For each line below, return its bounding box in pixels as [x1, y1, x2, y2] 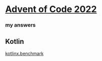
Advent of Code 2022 [5, 4, 97, 15]
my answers [5, 22, 36, 29]
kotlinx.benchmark [5, 50, 44, 56]
